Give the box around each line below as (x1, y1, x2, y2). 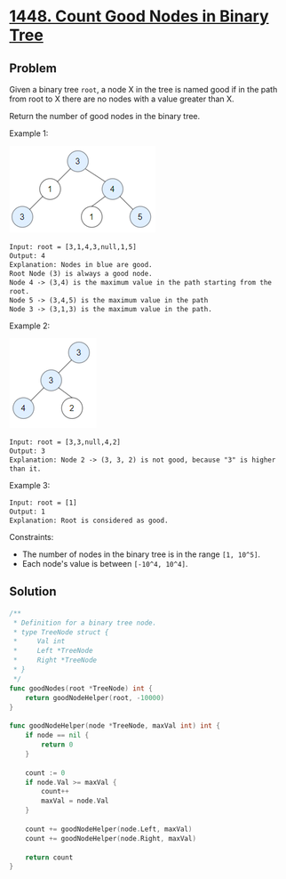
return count (25, 852, 74, 862)
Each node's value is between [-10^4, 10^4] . (21, 559, 188, 569)
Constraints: (9, 532, 54, 542)
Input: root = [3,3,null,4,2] (9, 438, 122, 447)
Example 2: (9, 320, 51, 331)
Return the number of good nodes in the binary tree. (9, 111, 201, 121)
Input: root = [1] (9, 498, 77, 507)
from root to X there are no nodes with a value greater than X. (9, 93, 234, 104)
